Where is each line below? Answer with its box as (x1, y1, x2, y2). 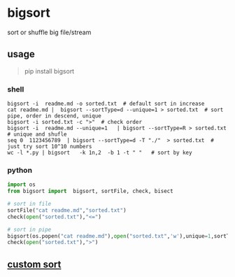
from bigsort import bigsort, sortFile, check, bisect (7, 187, 173, 195)
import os (7, 181, 36, 188)
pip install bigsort (24, 66, 75, 75)
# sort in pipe (7, 226, 52, 233)
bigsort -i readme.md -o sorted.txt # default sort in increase (7, 100, 205, 108)
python (7, 165, 33, 175)
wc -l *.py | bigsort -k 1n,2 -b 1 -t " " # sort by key (7, 149, 192, 157)
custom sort (7, 258, 62, 270)
